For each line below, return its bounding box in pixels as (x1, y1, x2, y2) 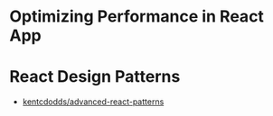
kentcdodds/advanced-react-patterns (22, 96, 165, 107)
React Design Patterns (9, 67, 181, 87)
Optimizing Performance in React (9, 6, 265, 27)
